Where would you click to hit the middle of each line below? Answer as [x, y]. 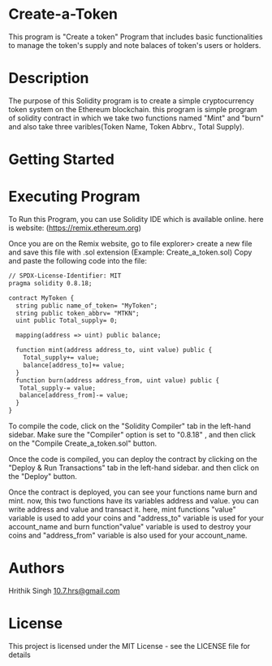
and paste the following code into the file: [78, 261]
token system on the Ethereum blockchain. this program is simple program [133, 109]
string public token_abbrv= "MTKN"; [78, 313]
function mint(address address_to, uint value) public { [114, 350]
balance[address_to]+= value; [74, 365]
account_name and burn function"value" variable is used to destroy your [130, 527]
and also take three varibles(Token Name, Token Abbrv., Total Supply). [127, 126]
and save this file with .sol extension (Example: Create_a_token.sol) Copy [130, 252]
